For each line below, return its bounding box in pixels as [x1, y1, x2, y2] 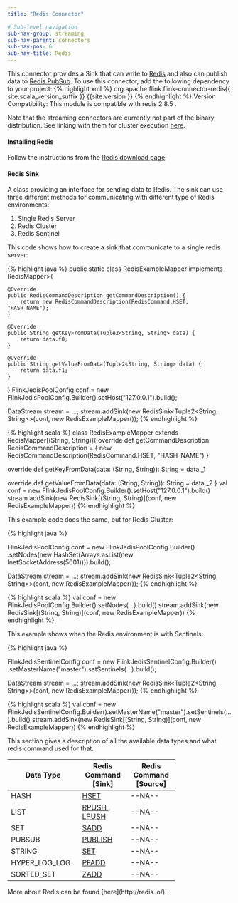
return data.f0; [20, 336, 69, 343]
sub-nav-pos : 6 [7, 43, 53, 51]
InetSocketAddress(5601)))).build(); [7, 558, 112, 567]
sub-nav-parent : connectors [7, 36, 91, 43]
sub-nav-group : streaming [7, 30, 84, 37]
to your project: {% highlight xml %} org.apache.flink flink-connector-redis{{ [7, 85, 231, 93]
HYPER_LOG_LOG [11, 858, 71, 868]
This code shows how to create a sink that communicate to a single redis [7, 243, 221, 252]
